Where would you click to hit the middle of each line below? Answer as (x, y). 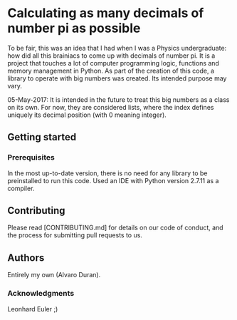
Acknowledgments (41, 294)
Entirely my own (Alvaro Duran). (54, 275)
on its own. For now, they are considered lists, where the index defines (111, 107)
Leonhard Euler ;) (33, 309)
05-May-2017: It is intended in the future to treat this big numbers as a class (118, 99)
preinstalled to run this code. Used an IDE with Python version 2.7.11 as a (113, 180)
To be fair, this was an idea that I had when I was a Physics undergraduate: (117, 48)
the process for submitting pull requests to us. (75, 235)
